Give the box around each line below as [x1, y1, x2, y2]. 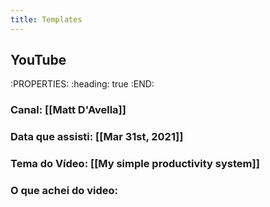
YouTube [10, 52, 67, 69]
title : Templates [10, 14, 83, 25]
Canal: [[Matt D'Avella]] [10, 103, 127, 117]
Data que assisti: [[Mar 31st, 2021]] [10, 130, 184, 144]
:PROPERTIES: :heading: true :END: [10, 78, 155, 90]
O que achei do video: [10, 184, 118, 198]
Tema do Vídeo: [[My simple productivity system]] [10, 157, 260, 171]
